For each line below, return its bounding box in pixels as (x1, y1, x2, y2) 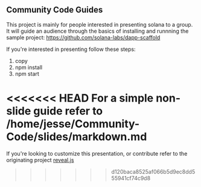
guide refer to (33, 104, 103, 117)
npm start (14, 70, 39, 77)
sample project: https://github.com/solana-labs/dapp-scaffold (6, 33, 161, 41)
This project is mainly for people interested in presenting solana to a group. (6, 21, 193, 28)
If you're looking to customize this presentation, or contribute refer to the (6, 149, 188, 157)
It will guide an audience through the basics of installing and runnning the (6, 27, 189, 34)
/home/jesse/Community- (6, 117, 140, 131)
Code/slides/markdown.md (6, 130, 147, 143)
